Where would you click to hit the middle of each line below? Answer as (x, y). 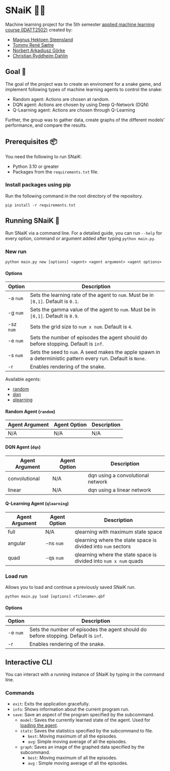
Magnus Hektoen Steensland (43, 40)
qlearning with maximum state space (118, 532)
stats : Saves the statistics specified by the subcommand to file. (87, 731)
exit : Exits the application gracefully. (51, 704)
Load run (16, 576)
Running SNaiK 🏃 (32, 221)
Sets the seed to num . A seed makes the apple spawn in (95, 352)
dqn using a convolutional (118, 475)
